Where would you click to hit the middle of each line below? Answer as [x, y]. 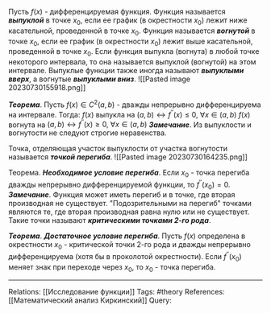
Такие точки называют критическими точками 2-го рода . [110, 220]
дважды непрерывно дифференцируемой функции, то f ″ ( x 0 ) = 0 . [119, 185]
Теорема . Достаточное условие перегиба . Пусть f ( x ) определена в [127, 236]
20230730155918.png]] [47, 88]
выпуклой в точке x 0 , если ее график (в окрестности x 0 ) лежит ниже [128, 21]
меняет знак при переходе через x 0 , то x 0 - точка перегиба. [112, 268]
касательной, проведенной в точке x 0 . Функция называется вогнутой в [132, 31]
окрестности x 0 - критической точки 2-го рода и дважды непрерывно [130, 246]
